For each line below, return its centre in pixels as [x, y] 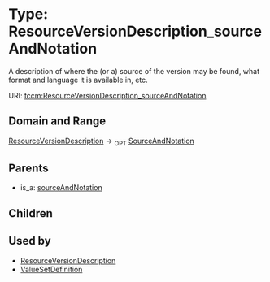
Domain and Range [57, 121]
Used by [30, 241]
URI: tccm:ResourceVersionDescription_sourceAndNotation [107, 95]
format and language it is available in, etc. [78, 80]
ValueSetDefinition [51, 269]
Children [30, 213]
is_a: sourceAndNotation [61, 188]
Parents [28, 168]
